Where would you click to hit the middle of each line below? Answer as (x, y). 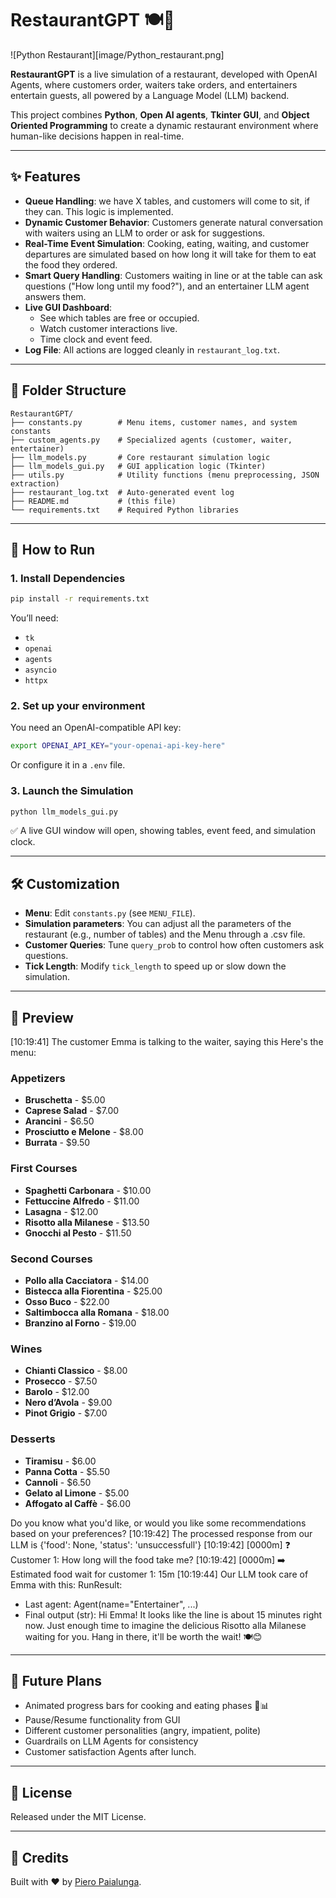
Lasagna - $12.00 (61, 1211)
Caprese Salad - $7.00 (72, 1111)
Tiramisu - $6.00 (60, 1461)
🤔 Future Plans (56, 1680)
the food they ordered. (71, 264)
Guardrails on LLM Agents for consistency (111, 1741)
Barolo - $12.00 (57, 1392)
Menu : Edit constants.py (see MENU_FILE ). (110, 913)
